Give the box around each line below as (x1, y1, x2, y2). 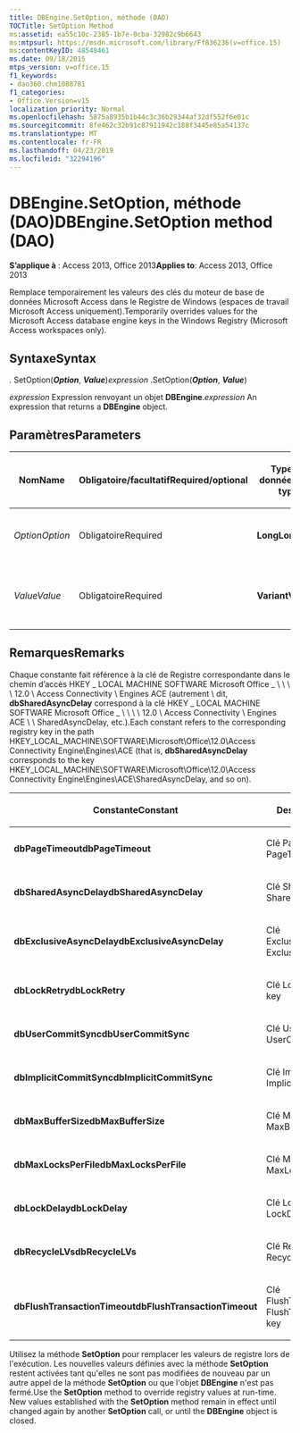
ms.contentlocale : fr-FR (9, 138, 102, 147)
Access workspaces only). (9, 325, 107, 336)
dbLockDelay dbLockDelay (13, 1202, 128, 1214)
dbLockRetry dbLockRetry (13, 984, 126, 996)
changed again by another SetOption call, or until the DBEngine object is (9, 1405, 279, 1416)
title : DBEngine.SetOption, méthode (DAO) (9, 13, 170, 22)
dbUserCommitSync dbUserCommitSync (13, 1027, 190, 1040)
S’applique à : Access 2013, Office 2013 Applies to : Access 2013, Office (9, 260, 273, 271)
